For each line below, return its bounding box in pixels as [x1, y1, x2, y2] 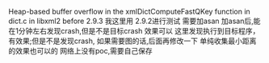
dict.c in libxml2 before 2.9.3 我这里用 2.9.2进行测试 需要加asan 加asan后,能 [8, 16, 261, 26]
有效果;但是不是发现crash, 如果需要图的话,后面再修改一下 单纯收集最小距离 [8, 36, 257, 45]
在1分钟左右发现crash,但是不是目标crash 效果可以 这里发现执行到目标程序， [8, 26, 260, 35]
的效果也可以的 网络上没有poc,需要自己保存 [8, 46, 153, 55]
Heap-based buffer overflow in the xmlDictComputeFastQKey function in [8, 7, 250, 16]
